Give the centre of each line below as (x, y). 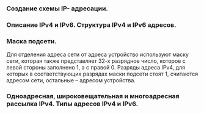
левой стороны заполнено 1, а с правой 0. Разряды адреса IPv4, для (96, 68)
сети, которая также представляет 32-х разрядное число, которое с (96, 61)
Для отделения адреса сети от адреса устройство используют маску (98, 55)
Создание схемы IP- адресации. (57, 9)
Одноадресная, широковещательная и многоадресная (93, 96)
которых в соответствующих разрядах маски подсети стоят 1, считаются (102, 74)
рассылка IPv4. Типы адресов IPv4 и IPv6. (72, 104)
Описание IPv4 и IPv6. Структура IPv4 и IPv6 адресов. (91, 24)
